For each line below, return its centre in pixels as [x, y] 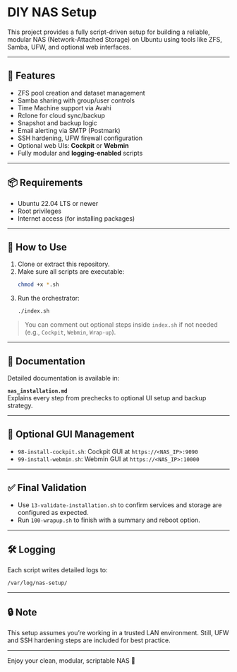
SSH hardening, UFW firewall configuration [80, 138]
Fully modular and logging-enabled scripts [80, 153]
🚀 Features [31, 76]
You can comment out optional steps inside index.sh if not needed [121, 325]
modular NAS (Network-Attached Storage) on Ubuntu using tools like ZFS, [115, 39]
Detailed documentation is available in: [63, 378]
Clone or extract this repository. [63, 264]
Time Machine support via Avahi [64, 108]
